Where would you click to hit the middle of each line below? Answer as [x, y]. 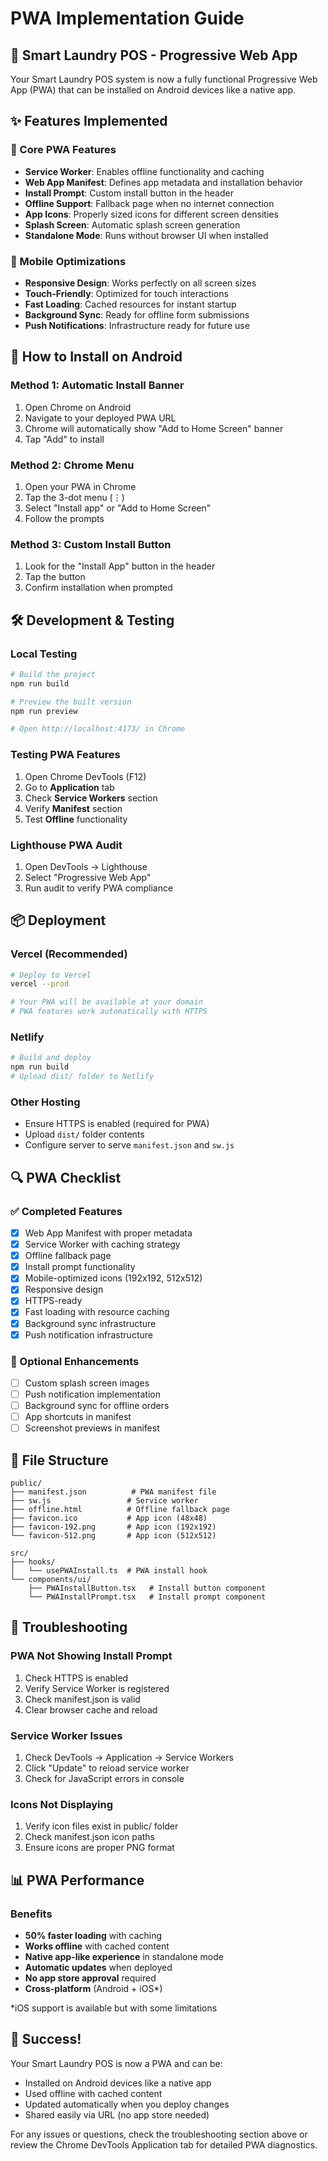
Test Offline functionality [76, 819]
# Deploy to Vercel [51, 975]
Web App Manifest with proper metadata [108, 1233]
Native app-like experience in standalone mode [124, 1957]
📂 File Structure [59, 1460]
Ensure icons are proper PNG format [99, 1848]
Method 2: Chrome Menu [72, 465]
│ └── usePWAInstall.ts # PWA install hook [109, 1571]
